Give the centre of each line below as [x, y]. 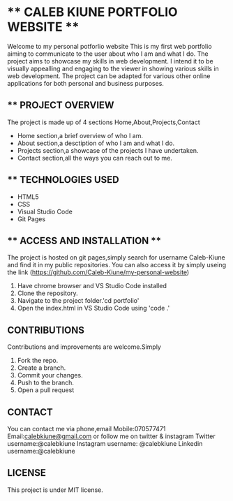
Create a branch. [42, 368]
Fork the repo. [38, 361]
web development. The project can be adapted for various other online [109, 76]
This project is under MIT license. [55, 490]
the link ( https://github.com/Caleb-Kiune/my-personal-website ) [98, 272]
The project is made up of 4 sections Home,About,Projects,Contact [104, 122]
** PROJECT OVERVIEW [61, 105]
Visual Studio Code [45, 211]
